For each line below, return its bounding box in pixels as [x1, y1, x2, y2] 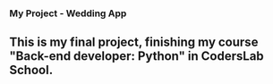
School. [9, 63, 54, 78]
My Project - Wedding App [9, 7, 127, 20]
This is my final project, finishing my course [9, 35, 259, 50]
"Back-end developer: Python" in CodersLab [9, 48, 264, 64]
